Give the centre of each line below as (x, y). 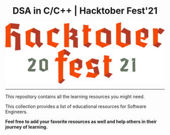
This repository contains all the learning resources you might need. (75, 97)
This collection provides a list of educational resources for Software (76, 106)
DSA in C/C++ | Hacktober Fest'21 (85, 11)
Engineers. (16, 112)
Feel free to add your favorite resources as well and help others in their (81, 121)
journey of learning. (27, 127)
